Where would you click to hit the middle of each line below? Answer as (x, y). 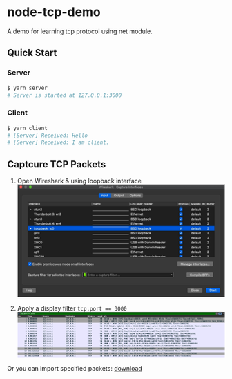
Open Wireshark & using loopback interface (79, 181)
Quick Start (32, 53)
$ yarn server (28, 88)
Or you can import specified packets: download (75, 369)
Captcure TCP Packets (57, 164)
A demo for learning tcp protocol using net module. (80, 31)
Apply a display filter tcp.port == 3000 (72, 308)
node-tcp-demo (54, 12)
